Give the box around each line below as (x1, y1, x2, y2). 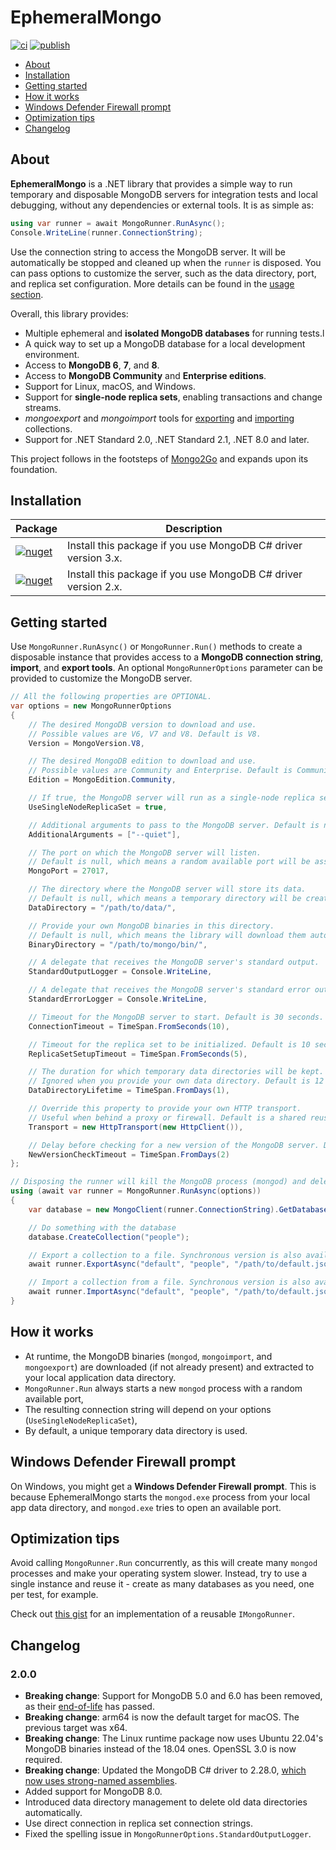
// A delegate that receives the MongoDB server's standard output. (28, 957, 320, 968)
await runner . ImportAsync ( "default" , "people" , (28, 1287, 230, 1297)
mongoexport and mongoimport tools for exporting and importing (24, 412, 295, 424)
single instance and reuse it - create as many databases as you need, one (10, 1578, 315, 1590)
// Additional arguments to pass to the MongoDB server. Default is (28, 820, 320, 830)
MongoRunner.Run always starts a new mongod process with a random (24, 1382, 303, 1394)
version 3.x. (67, 551, 123, 565)
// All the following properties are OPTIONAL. (10, 692, 213, 702)
